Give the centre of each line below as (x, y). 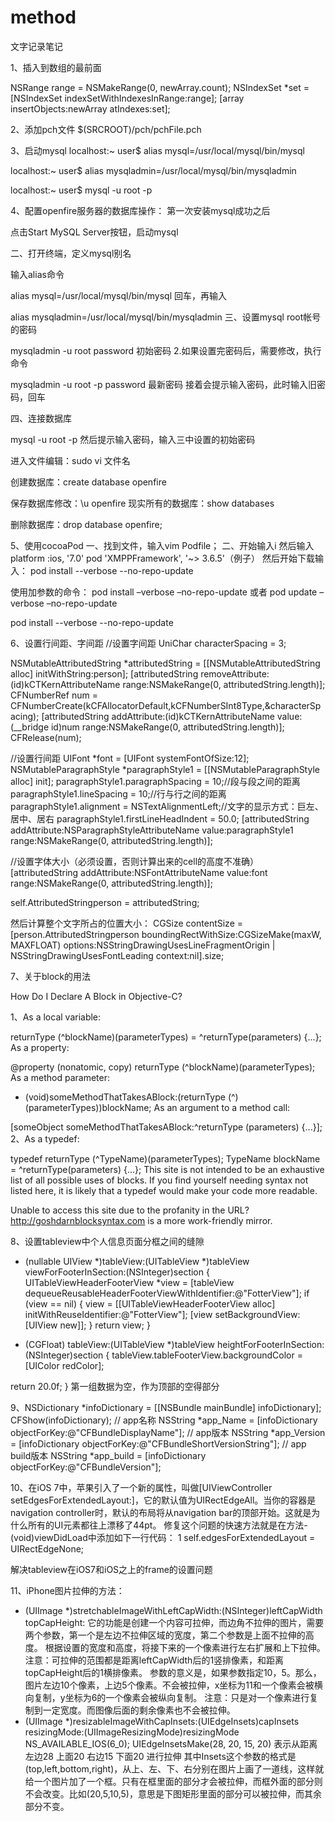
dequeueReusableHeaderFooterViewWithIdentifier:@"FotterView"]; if (167, 1293)
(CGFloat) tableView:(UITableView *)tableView (120, 1344)
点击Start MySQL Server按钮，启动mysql (94, 232)
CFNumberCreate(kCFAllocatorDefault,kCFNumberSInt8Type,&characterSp (166, 705)
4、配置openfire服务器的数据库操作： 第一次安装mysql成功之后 (140, 210)
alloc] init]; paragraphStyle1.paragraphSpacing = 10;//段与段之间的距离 (155, 781)
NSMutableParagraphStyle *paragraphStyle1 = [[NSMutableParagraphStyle (165, 769)
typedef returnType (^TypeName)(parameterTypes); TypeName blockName (165, 1158)
